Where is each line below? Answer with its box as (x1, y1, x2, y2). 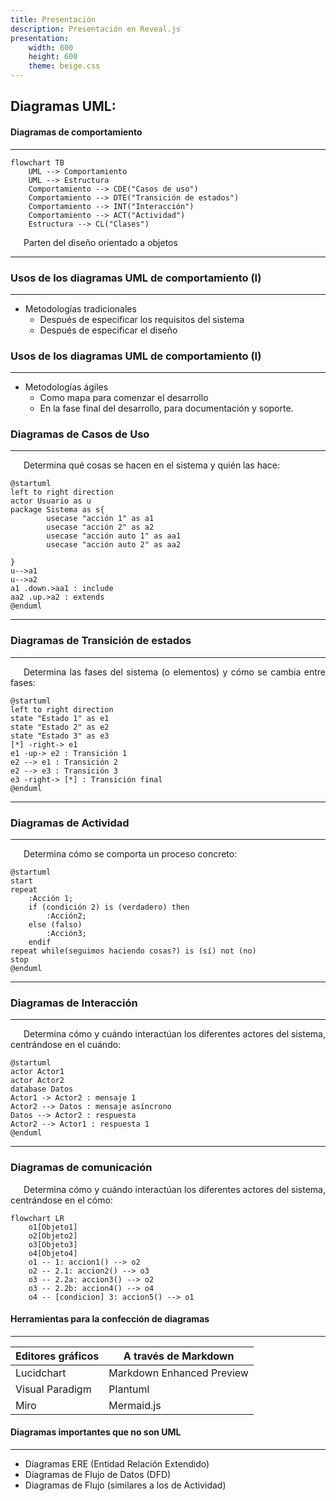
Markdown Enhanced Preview (108, 1366, 249, 1380)
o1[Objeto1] (28, 1222, 78, 1232)
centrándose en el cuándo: (10, 1039, 122, 1051)
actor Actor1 (10, 1067, 65, 1077)
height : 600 (28, 52, 78, 62)
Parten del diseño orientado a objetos (23, 236, 178, 248)
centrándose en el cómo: (10, 1194, 113, 1206)
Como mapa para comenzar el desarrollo (39, 392, 209, 404)
